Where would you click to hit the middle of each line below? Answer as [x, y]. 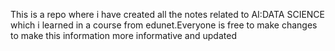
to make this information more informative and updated [123, 35]
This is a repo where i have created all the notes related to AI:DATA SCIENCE [168, 14]
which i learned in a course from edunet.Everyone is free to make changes [164, 25]
